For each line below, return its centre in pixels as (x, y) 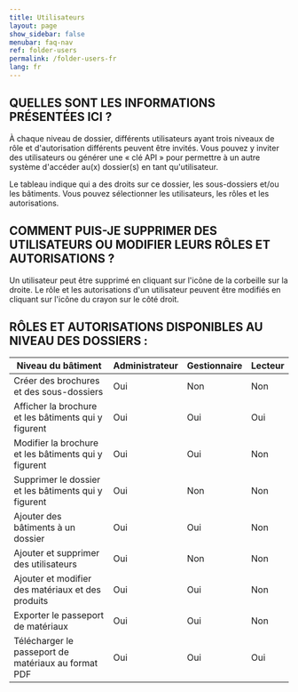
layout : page (33, 26)
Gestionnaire (215, 366)
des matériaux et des (58, 590)
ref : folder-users (43, 51)
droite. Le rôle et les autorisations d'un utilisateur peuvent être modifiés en (145, 289)
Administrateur (146, 366)
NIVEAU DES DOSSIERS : (78, 340)
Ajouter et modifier (52, 579)
